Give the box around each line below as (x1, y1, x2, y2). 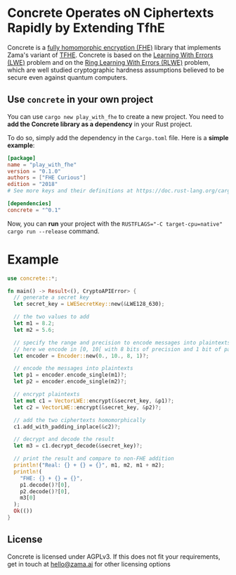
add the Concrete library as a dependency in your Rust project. (7, 120, 193, 128)
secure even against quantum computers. (7, 73, 128, 82)
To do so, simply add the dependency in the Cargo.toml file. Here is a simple (7, 133, 229, 142)
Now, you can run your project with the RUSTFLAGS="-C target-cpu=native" (7, 219, 223, 228)
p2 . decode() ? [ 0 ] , (20, 488, 71, 495)
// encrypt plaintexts (13, 391, 80, 398)
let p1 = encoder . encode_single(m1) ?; (13, 371, 128, 378)
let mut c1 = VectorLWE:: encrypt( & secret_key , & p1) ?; (13, 397, 174, 404)
